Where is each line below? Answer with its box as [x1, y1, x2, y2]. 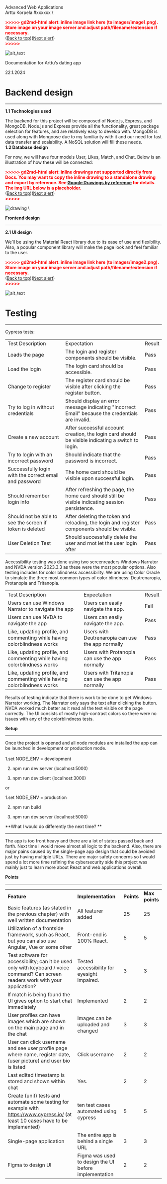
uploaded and [77, 1021, 110, 1028]
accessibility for [77, 964, 115, 971]
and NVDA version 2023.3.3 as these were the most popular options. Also [5, 564, 156, 570]
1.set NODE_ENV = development [5, 756, 72, 762]
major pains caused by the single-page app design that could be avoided [5, 848, 155, 854]
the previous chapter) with [7, 910, 70, 917]
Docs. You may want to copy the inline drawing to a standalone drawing [5, 174, 156, 180]
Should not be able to [7, 513, 58, 520]
